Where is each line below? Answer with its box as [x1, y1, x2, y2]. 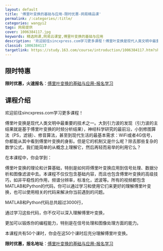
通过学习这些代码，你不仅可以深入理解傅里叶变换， [5, 210, 107, 216]
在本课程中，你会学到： [5, 155, 52, 160]
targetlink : [5, 47, 29, 52]
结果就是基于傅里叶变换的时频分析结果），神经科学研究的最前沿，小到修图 [5, 126, 152, 132]
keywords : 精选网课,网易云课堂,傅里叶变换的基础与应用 [5, 34, 103, 39]
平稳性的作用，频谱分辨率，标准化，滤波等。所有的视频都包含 [21, 177, 146, 183]
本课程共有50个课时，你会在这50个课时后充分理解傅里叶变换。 [5, 231, 130, 236]
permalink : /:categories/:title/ [5, 16, 73, 21]
